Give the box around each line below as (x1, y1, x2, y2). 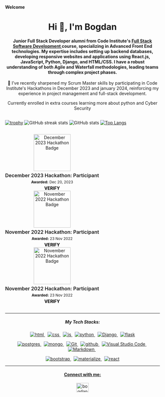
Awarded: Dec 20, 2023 (31, 180, 74, 185)
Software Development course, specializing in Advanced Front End (13, 43, 152, 49)
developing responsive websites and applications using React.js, (14, 54, 151, 60)
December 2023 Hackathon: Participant (5, 172, 99, 179)
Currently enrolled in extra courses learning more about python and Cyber (7, 100, 158, 106)
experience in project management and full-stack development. (18, 91, 147, 96)
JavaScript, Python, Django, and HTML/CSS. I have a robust (20, 59, 145, 64)
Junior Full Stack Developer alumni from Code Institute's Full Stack (13, 38, 152, 44)
